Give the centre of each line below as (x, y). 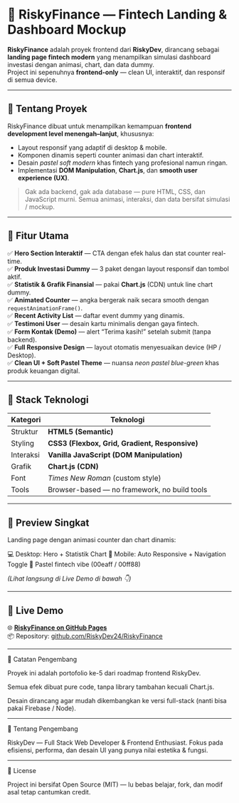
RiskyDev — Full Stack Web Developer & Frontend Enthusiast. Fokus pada (115, 742)
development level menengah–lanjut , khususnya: (81, 133)
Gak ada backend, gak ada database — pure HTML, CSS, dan (115, 191)
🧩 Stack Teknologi (48, 400)
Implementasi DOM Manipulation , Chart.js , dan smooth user (107, 170)
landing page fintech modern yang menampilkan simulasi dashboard (109, 57)
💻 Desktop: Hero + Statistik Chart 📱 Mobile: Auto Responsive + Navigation (117, 554)
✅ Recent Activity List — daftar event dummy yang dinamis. (96, 315)
